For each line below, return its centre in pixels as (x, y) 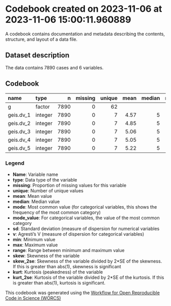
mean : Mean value (32, 196)
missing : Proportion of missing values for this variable (69, 185)
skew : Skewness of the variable (46, 256)
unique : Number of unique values (48, 190)
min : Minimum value (34, 239)
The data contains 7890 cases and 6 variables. (54, 67)
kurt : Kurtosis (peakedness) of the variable (58, 272)
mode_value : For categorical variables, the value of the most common (86, 218)
